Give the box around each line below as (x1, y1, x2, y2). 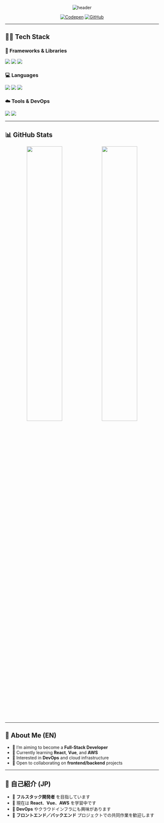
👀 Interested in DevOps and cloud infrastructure (12, 755, 109, 760)
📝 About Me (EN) (5, 731, 57, 740)
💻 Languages (5, 71, 39, 78)
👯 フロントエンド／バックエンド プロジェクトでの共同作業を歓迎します (12, 812, 155, 818)
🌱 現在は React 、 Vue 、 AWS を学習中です (12, 800, 97, 806)
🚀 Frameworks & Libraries (5, 47, 67, 54)
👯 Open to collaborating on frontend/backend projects (12, 760, 123, 766)
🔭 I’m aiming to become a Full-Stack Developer (12, 744, 108, 750)
